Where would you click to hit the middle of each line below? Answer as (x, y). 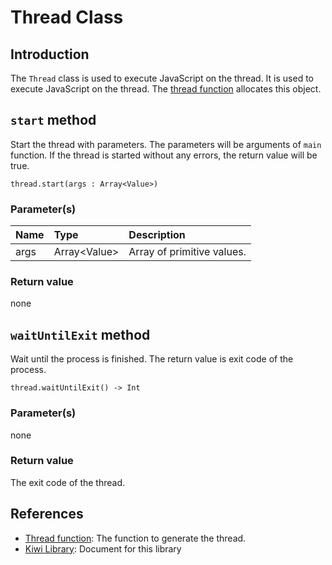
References (47, 514)
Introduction (50, 54)
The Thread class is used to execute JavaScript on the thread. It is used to (162, 78)
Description (157, 235)
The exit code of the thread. (68, 482)
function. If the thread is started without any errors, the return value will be (164, 155)
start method (53, 120)
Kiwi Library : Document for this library (103, 548)
